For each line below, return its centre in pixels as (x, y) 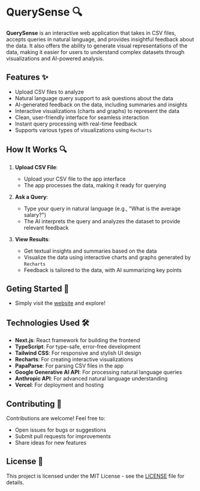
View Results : (32, 239)
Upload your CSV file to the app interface (75, 179)
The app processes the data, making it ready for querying (95, 185)
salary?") (35, 215)
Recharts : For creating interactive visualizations (74, 360)
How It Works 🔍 (37, 150)
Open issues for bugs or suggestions (60, 430)
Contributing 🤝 (34, 404)
